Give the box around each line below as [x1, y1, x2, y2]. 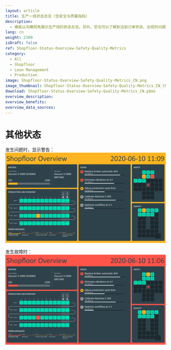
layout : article [5, 8, 40, 13]
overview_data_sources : [5, 105, 56, 110]
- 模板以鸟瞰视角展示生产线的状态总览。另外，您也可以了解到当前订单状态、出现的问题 [10, 24, 166, 30]
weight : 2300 [5, 35, 33, 40]
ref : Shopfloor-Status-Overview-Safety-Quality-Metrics [5, 46, 126, 51]
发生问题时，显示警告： [5, 147, 54, 153]
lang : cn [5, 30, 24, 35]
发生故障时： [5, 248, 32, 254]
